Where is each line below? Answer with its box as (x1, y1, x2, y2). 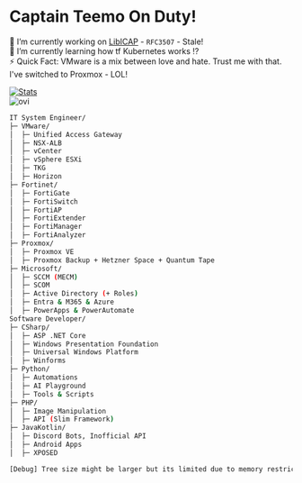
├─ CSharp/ (9, 323, 50, 332)
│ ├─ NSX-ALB (9, 138, 63, 148)
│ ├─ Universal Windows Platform (9, 348, 139, 357)
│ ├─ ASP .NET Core (9, 331, 87, 340)
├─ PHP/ (9, 398, 39, 407)
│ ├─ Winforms (9, 356, 67, 366)
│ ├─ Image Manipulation (9, 406, 106, 415)
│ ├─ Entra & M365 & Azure (9, 297, 115, 307)
